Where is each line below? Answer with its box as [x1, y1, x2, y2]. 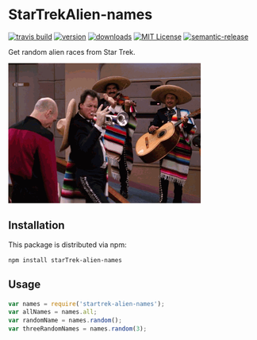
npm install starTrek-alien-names [8, 256, 123, 264]
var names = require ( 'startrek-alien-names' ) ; [8, 299, 165, 307]
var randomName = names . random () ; [8, 316, 123, 325]
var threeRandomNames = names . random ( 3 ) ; [8, 325, 148, 333]
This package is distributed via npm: [8, 240, 127, 249]
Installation [8, 218, 65, 232]
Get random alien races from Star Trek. [8, 47, 136, 56]
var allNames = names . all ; [8, 308, 98, 316]
